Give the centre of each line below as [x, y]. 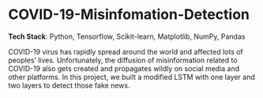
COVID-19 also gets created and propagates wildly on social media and [124, 68]
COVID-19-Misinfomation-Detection [129, 15]
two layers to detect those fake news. [69, 85]
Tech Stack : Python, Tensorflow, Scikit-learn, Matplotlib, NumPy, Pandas [127, 36]
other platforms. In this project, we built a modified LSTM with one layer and [131, 77]
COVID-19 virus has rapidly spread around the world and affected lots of [126, 51]
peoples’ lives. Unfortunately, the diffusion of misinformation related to [123, 60]
